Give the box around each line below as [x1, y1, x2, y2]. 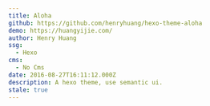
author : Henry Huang [8, 33, 78, 42]
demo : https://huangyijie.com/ [8, 26, 113, 34]
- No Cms [15, 64, 45, 72]
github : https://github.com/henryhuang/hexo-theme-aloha [8, 19, 203, 27]
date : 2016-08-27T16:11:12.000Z [8, 71, 116, 79]
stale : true [8, 85, 48, 94]
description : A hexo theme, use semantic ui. [8, 78, 163, 86]
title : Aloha [8, 11, 52, 20]
